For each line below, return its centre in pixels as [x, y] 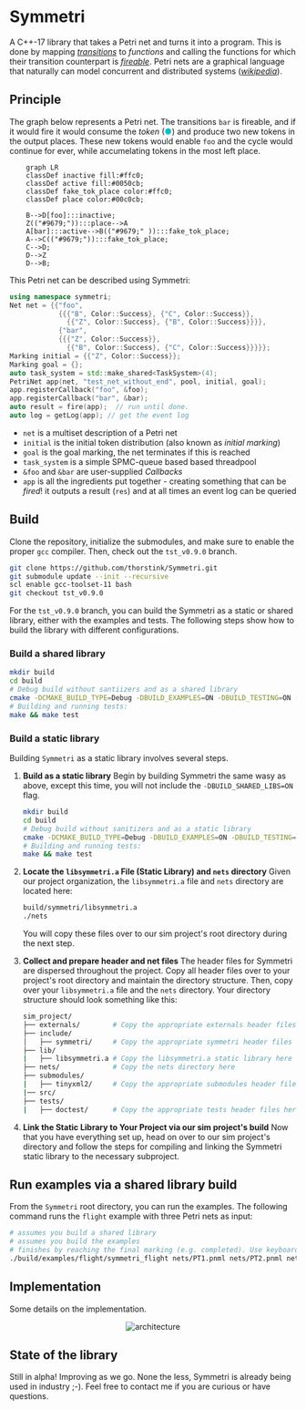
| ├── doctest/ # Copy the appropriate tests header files [151, 1109]
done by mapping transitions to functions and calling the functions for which [153, 51]
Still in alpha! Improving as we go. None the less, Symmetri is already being [150, 1377]
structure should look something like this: [100, 1000]
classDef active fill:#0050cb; [85, 183]
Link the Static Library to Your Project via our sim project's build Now [155, 1127]
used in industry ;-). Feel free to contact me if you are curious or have [140, 1386]
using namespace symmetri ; [61, 297]
